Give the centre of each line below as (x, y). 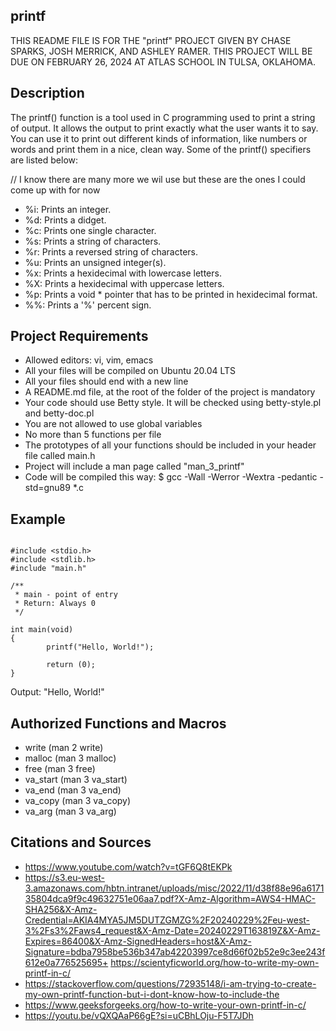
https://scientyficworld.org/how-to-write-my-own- (215, 962)
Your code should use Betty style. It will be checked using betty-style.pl (173, 403)
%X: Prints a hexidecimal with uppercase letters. (124, 283)
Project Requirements (79, 336)
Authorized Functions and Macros (118, 723)
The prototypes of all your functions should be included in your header (170, 445)
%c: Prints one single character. (90, 230)
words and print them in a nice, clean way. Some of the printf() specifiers (161, 149)
